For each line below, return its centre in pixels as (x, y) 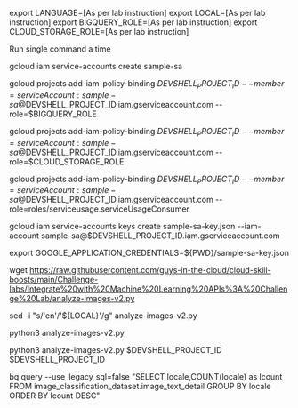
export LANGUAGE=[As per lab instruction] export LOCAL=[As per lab (137, 13)
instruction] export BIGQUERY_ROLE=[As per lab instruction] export (133, 22)
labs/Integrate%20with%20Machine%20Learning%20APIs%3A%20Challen (149, 289)
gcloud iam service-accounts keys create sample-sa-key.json (122, 227)
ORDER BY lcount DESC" (55, 396)
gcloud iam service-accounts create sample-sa (96, 66)
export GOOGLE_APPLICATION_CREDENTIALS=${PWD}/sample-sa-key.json (149, 253)
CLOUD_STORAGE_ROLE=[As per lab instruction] (99, 32)
